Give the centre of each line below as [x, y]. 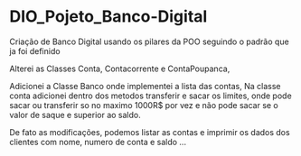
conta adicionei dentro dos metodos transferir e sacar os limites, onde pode [150, 96]
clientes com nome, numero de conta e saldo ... [98, 142]
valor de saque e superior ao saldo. [75, 115]
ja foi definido [35, 50]
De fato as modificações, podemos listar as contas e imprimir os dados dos [150, 132]
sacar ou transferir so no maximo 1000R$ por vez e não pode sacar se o [144, 105]
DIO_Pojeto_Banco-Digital [108, 17]
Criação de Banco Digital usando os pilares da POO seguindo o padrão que [149, 41]
